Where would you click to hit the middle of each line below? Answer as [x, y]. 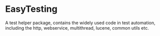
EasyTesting [31, 9]
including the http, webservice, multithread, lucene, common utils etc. [77, 28]
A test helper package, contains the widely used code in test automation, [80, 23]
